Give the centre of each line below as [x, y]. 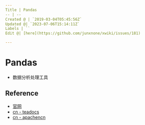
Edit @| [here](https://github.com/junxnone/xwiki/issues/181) [73, 33]
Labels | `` [18, 29]
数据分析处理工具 [30, 77]
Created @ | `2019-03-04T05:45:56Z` [44, 19]
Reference [22, 93]
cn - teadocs [26, 112]
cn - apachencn [29, 117]
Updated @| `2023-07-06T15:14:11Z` [43, 24]
